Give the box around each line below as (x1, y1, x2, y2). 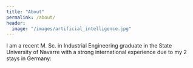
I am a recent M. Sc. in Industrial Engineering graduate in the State (6, 42, 172, 49)
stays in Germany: (6, 55, 52, 62)
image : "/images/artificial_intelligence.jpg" (12, 25, 132, 32)
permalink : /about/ (6, 14, 56, 20)
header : (6, 20, 26, 26)
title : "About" (6, 8, 45, 15)
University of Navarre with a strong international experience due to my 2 (6, 49, 187, 56)
